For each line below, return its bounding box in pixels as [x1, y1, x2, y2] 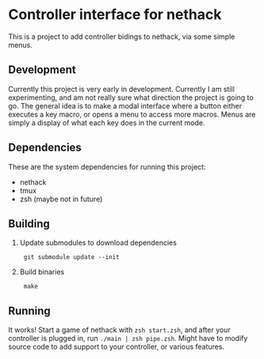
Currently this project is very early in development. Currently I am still [8, 84, 235, 94]
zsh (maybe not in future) [19, 194, 103, 204]
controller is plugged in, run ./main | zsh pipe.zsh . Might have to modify [8, 334, 248, 343]
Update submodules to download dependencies [19, 238, 177, 247]
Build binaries [19, 267, 65, 277]
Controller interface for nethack [8, 6, 222, 24]
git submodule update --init [23, 254, 121, 262]
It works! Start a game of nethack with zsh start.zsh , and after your [8, 325, 231, 334]
